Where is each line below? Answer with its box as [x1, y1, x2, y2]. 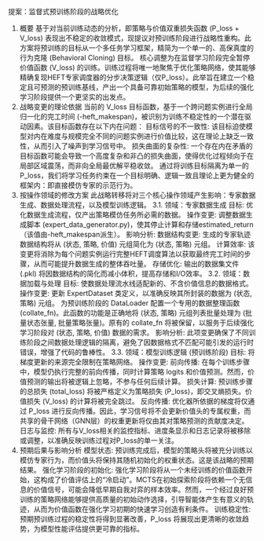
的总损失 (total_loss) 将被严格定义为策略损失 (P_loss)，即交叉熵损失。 [19, 387, 246, 396]
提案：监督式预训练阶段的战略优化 [8, 7, 119, 16]
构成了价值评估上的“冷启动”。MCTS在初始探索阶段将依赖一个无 [40, 475, 246, 484]
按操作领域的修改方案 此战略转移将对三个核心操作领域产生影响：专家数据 [19, 191, 256, 199]
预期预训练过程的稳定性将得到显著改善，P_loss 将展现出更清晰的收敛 [19, 514, 243, 524]
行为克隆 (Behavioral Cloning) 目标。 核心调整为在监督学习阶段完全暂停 [19, 53, 250, 62]
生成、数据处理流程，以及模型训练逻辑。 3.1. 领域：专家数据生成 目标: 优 [19, 200, 254, 210]
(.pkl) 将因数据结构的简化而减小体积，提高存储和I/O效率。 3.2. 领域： [19, 269, 244, 278]
